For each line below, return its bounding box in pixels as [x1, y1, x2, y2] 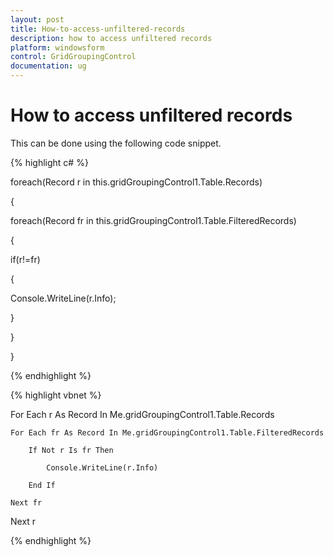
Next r [10, 515, 37, 527]
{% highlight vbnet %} [10, 389, 102, 401]
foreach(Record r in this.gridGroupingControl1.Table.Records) [10, 176, 263, 188]
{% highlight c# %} [10, 156, 89, 168]
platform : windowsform [10, 42, 105, 53]
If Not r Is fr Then [28, 445, 114, 455]
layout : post [10, 14, 65, 25]
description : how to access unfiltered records [10, 33, 213, 43]
